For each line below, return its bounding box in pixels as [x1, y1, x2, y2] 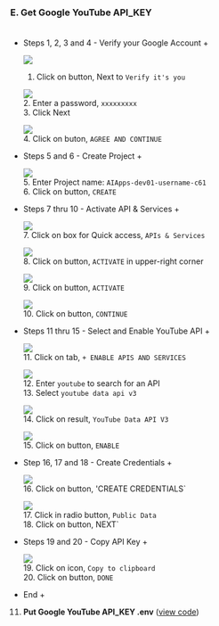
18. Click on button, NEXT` [22, 519, 119, 530]
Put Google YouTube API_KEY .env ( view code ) [22, 606, 199, 617]
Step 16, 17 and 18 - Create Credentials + [22, 457, 173, 468]
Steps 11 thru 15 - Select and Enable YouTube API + [22, 325, 210, 336]
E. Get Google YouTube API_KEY [10, 6, 152, 19]
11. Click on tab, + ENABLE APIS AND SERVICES [22, 352, 186, 363]
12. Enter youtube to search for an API [22, 378, 160, 389]
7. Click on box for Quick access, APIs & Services [22, 230, 206, 241]
